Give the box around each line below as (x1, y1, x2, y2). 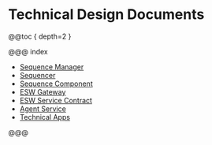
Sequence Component (19, 79, 93, 88)
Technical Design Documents (8, 6, 205, 24)
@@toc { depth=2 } (8, 32, 72, 41)
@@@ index (8, 46, 49, 56)
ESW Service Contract (19, 95, 93, 105)
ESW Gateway (19, 87, 66, 96)
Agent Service (19, 104, 67, 113)
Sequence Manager (19, 61, 84, 72)
